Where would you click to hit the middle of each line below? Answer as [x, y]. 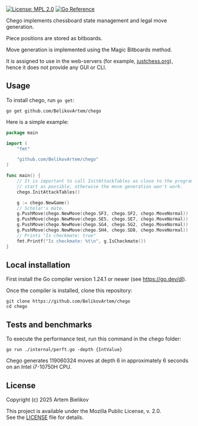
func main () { [24, 176]
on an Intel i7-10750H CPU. [39, 367]
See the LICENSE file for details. [45, 417]
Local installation [38, 265]
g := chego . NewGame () [43, 203]
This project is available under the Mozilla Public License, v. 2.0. [84, 411]
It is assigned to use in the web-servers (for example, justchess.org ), [90, 61]
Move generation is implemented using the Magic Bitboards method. [89, 50]
